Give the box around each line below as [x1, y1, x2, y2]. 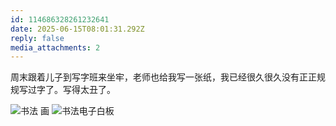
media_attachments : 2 [10, 42, 101, 53]
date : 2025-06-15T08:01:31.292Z [10, 24, 145, 34]
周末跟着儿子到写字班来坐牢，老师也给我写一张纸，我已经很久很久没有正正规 [10, 71, 326, 83]
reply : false [10, 33, 65, 43]
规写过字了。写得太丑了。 [10, 84, 116, 96]
